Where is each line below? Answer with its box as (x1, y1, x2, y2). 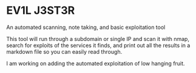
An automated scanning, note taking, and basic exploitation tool (6, 24, 166, 31)
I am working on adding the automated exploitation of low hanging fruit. (6, 60, 185, 67)
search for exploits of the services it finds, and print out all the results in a (6, 42, 191, 49)
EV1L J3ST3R (6, 4, 75, 17)
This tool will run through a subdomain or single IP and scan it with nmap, (6, 35, 190, 42)
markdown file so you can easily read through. (6, 48, 123, 55)
